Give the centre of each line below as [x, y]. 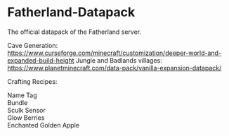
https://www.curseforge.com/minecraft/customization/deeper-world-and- [115, 53]
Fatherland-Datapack [71, 12]
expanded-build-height [41, 60]
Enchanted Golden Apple [43, 125]
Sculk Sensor [26, 110]
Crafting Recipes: [32, 81]
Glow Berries [26, 118]
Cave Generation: [33, 45]
